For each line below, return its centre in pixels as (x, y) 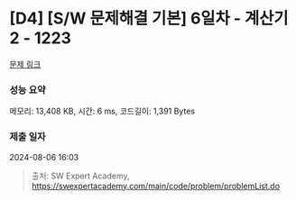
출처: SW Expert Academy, (80, 176)
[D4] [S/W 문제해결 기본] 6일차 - (125, 18)
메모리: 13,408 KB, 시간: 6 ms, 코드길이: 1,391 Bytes (102, 111)
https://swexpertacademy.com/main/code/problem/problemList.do (156, 186)
